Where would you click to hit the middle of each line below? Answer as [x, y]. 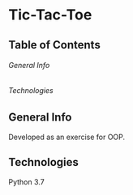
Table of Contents [55, 45]
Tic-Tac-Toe [50, 15]
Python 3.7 [26, 182]
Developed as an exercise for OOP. [67, 137]
